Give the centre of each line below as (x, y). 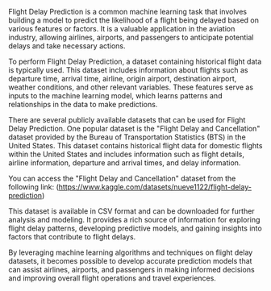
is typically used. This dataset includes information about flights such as (128, 70)
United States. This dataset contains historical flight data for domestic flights (135, 145)
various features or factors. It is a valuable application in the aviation (122, 29)
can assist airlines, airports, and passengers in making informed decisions (132, 270)
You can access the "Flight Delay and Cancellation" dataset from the (122, 178)
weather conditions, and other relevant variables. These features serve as (131, 87)
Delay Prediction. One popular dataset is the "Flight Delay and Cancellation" (134, 129)
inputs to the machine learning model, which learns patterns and (115, 96)
